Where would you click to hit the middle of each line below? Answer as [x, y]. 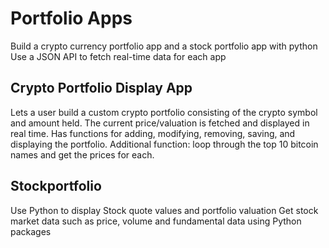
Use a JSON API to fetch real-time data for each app [118, 56]
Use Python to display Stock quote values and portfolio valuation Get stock [164, 210]
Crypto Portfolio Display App [101, 88]
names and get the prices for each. [82, 154]
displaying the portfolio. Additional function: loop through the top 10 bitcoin [164, 144]
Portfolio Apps [71, 18]
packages [31, 231]
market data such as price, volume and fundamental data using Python [156, 221]
